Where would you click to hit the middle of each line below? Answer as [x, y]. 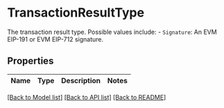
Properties [31, 61]
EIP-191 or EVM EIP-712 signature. [55, 39]
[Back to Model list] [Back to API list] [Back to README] [87, 97]
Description [81, 80]
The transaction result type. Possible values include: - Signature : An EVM [112, 32]
